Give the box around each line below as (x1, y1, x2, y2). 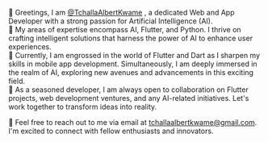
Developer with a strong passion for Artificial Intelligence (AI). (8, 16, 213, 26)
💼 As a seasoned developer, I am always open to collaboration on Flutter (8, 85, 249, 94)
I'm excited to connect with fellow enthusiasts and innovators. (8, 126, 214, 136)
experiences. (8, 42, 52, 52)
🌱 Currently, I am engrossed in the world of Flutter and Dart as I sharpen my (8, 51, 261, 60)
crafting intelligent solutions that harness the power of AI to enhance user (8, 33, 253, 43)
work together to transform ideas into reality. (8, 102, 157, 111)
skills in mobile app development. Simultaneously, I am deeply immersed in (8, 59, 258, 69)
